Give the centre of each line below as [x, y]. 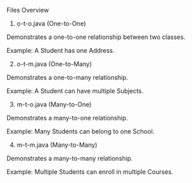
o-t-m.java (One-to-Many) [54, 64]
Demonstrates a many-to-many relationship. [70, 158]
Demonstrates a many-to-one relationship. [67, 118]
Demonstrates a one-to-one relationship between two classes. [96, 37]
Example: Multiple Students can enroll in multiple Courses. [90, 172]
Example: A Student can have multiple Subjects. [75, 91]
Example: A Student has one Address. [61, 50]
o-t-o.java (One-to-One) [51, 23]
